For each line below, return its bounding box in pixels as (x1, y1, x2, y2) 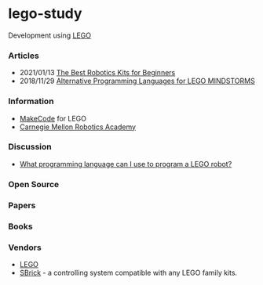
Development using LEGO (8, 31, 92, 40)
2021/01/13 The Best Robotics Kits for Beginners (19, 68, 176, 78)
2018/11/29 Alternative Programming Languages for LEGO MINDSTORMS (19, 76, 255, 86)
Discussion (8, 142, 53, 153)
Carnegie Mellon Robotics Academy (19, 122, 136, 132)
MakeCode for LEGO (19, 114, 86, 123)
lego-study (8, 5, 82, 23)
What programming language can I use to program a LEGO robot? (19, 159, 232, 168)
